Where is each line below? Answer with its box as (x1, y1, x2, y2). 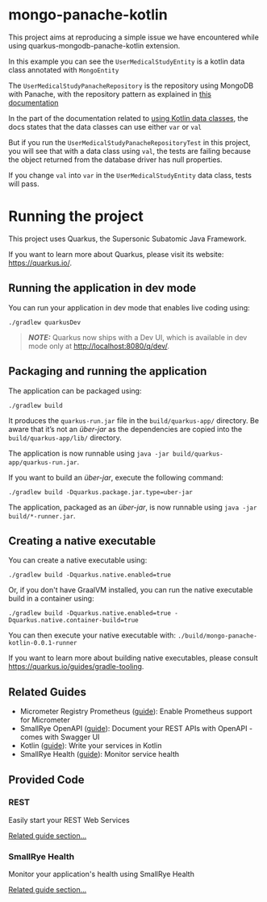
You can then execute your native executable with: (8, 630, 176, 640)
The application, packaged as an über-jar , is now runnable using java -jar (8, 502, 257, 512)
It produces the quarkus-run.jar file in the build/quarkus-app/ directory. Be (8, 415, 260, 425)
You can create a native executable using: (8, 555, 148, 565)
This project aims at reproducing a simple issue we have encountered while (8, 32, 260, 42)
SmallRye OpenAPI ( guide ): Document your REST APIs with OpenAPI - (19, 724, 252, 734)
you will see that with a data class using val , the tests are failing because (8, 146, 252, 156)
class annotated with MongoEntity (8, 64, 119, 74)
